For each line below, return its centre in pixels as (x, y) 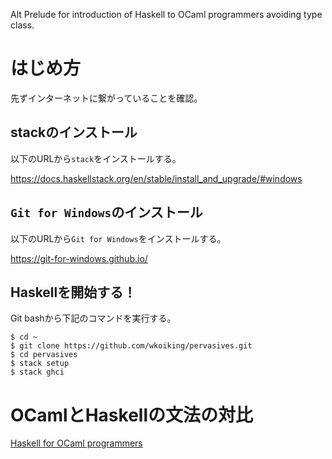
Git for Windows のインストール (106, 212)
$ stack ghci (37, 372)
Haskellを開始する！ (73, 292)
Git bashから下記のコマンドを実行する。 (93, 318)
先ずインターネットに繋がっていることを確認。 (106, 98)
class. (22, 25)
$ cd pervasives (44, 355)
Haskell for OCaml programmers (76, 443)
